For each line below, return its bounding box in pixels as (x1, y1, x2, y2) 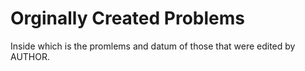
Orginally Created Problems (10, 7, 245, 30)
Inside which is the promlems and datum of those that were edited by (10, 40, 296, 52)
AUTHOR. (10, 50, 50, 62)
